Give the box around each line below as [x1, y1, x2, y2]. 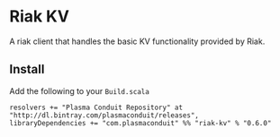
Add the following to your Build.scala [9, 85, 150, 96]
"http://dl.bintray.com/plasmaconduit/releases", [9, 110, 200, 120]
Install [9, 62, 45, 77]
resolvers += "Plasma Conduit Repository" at [9, 103, 183, 112]
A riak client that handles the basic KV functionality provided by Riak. [9, 36, 266, 47]
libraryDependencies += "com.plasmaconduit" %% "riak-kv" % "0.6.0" [9, 118, 272, 127]
